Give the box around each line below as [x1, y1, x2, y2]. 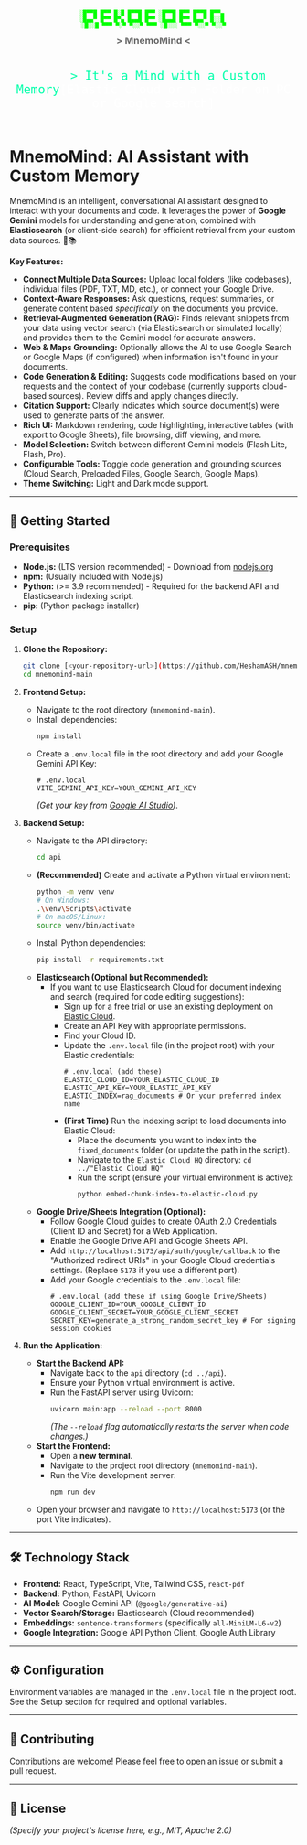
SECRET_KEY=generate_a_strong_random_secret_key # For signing [49, 1315, 296, 1325]
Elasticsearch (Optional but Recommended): [36, 972, 209, 983]
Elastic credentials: [63, 1050, 135, 1061]
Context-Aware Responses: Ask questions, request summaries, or [22, 294, 275, 305]
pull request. [9, 1765, 57, 1776]
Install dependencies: [36, 714, 117, 725]
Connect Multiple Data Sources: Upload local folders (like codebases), [22, 274, 292, 285]
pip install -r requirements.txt [36, 955, 164, 965]
